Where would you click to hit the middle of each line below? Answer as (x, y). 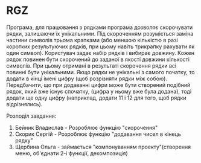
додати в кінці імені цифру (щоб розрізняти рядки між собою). (87, 78)
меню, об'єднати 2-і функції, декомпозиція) (71, 153)
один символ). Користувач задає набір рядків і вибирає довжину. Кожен (101, 53)
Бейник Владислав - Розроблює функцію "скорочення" (86, 127)
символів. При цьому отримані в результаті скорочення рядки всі (91, 66)
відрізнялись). (24, 104)
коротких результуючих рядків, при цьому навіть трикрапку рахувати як (101, 46)
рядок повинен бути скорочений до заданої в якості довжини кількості (98, 59)
